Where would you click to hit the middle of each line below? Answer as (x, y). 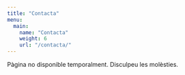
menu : (15, 20)
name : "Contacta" (44, 32)
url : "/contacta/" (45, 45)
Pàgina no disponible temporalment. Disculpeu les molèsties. (93, 64)
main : (21, 26)
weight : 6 (33, 39)
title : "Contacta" (33, 13)
